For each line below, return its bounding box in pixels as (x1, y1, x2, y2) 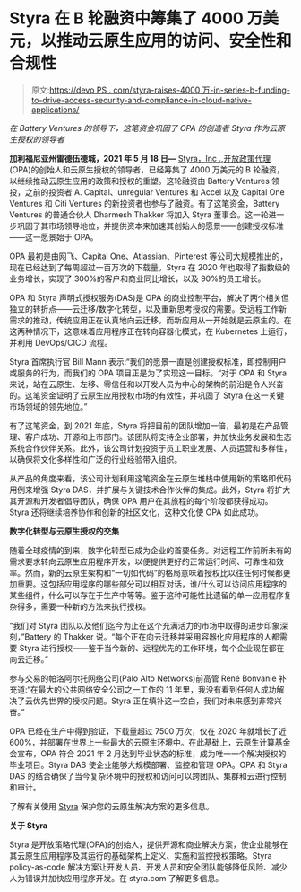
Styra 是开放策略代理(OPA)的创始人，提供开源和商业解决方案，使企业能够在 (9, 839, 288, 850)
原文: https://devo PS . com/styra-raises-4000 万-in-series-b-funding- (30, 84, 291, 95)
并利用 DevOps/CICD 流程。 (9, 337, 113, 348)
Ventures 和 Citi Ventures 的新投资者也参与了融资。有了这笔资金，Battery (9, 198, 280, 208)
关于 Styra (9, 819, 47, 831)
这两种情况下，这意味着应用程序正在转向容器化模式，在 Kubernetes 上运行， (9, 325, 292, 337)
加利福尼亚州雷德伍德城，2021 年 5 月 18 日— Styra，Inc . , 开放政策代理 (9, 153, 271, 163)
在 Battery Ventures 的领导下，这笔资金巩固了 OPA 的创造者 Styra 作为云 (9, 122, 278, 133)
